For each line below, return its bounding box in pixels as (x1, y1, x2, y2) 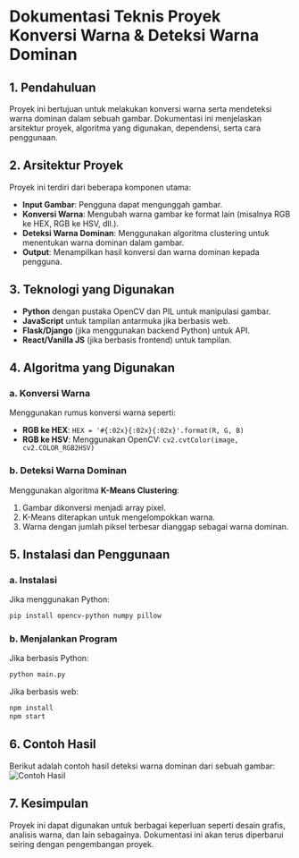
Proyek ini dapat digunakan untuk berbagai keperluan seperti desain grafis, (9, 820, 286, 830)
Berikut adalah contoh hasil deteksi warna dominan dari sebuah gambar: (9, 760, 276, 771)
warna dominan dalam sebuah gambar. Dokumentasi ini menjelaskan (9, 114, 262, 123)
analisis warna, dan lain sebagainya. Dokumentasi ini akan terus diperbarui (9, 829, 284, 840)
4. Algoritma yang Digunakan (9, 361, 176, 376)
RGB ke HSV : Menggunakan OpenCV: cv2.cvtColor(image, (21, 434, 239, 445)
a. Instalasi (9, 573, 58, 586)
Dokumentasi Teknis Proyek (9, 6, 221, 27)
